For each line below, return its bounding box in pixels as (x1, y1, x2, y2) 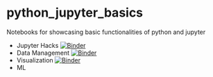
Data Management (16, 49, 70, 57)
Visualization (16, 55, 53, 64)
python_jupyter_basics (6, 5, 144, 21)
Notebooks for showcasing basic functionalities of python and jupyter (6, 28, 206, 36)
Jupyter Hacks (16, 41, 59, 49)
